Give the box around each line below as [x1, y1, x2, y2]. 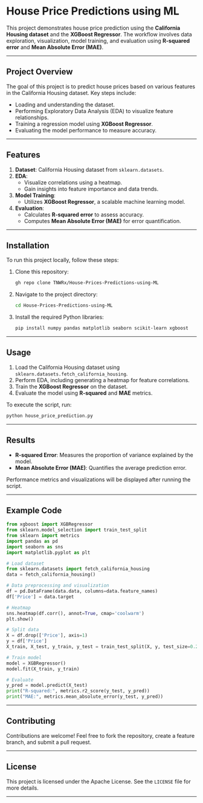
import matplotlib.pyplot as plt [6, 549, 91, 556]
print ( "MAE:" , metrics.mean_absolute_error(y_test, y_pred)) [6, 694, 164, 700]
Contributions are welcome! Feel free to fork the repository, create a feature [6, 732, 195, 739]
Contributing [6, 716, 56, 726]
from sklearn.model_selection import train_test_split [6, 527, 147, 533]
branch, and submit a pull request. [6, 738, 92, 746]
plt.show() [6, 616, 34, 622]
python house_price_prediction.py [6, 412, 94, 418]
